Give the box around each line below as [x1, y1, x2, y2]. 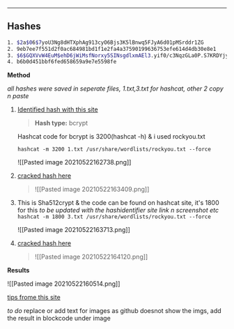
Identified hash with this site [17, 105, 99, 114]
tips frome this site [7, 293, 61, 302]
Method [7, 71, 31, 79]
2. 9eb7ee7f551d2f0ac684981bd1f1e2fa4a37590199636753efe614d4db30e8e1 [7, 45, 217, 52]
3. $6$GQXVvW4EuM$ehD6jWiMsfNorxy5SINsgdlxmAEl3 [7, 52, 151, 59]
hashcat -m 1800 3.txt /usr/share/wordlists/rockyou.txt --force [17, 213, 211, 220]
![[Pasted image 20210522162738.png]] [17, 158, 132, 167]
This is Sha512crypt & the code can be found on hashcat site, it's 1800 [17, 199, 219, 207]
